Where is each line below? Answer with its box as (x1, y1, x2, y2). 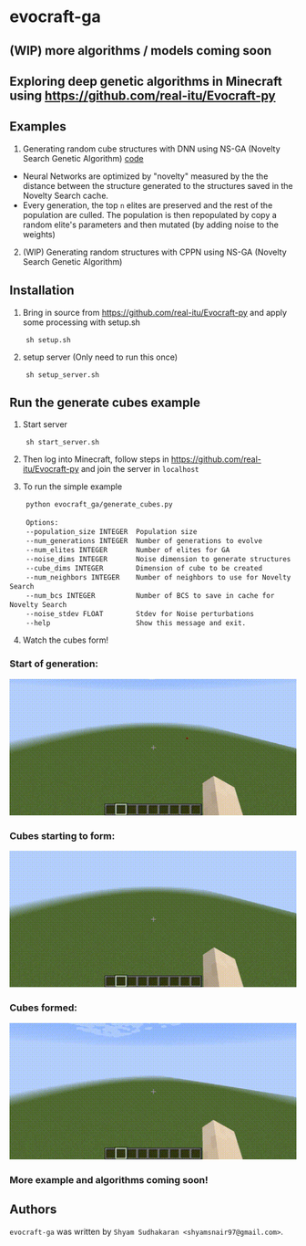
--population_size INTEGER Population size (25, 528, 198, 537)
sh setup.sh (25, 335, 71, 344)
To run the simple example (22, 481, 123, 492)
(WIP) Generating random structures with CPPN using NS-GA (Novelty (22, 246, 287, 257)
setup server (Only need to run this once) (22, 351, 178, 362)
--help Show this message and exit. (25, 619, 247, 628)
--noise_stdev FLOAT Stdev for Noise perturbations (25, 610, 255, 619)
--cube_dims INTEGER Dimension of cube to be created (25, 564, 262, 573)
